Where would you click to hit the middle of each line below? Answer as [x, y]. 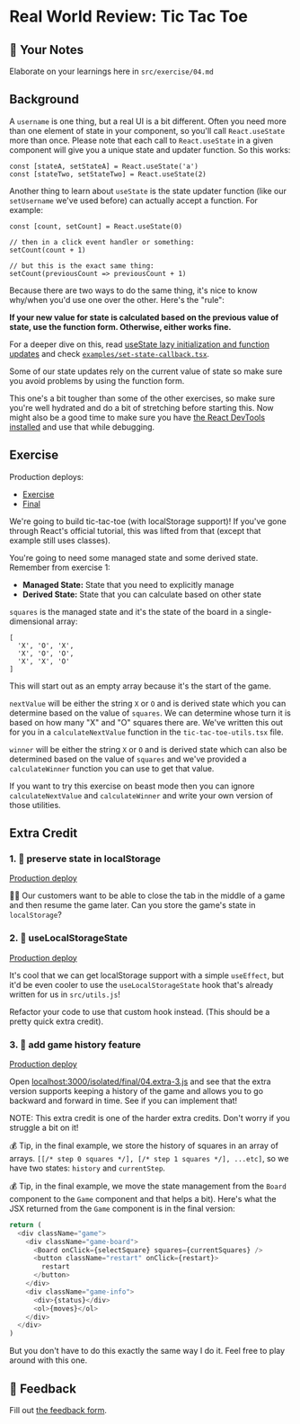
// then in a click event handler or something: [102, 242]
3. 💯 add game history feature [75, 1045]
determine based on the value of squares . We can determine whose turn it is [150, 713]
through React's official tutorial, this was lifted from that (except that [135, 530]
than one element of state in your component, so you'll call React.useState [147, 130]
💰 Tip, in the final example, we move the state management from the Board [148, 1186]
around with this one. [49, 1360]
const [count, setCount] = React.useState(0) [96, 227]
